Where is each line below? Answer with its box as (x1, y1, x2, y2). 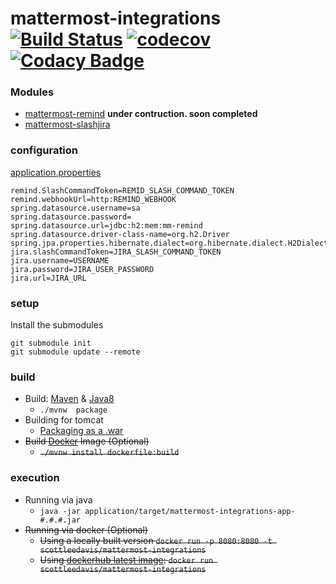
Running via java (24, 493, 93, 506)
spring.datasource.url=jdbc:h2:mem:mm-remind (10, 220, 203, 231)
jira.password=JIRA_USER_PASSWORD (10, 264, 155, 274)
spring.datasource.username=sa (10, 203, 141, 213)
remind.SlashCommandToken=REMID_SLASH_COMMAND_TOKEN (10, 185, 235, 196)
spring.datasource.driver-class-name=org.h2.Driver (10, 229, 230, 239)
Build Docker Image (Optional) (24, 435, 150, 447)
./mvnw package (39, 405, 108, 416)
